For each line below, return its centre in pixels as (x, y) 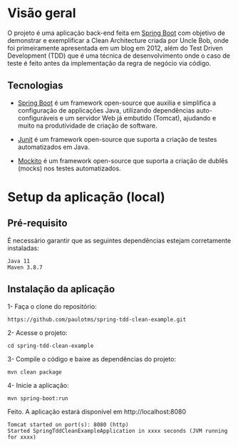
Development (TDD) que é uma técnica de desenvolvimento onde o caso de (119, 56)
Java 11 (19, 261)
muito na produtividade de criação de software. (87, 125)
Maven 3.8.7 (25, 267)
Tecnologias (35, 86)
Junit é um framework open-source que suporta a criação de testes (117, 139)
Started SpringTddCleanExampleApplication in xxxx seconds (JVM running (118, 431)
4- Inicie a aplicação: (38, 385)
